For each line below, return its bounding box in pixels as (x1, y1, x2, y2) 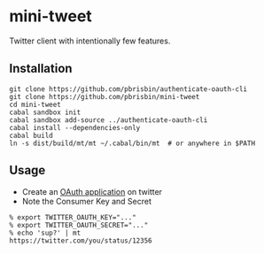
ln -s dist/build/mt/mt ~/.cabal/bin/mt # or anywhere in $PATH (9, 139, 255, 148)
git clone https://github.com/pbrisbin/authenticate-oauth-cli (9, 84, 248, 94)
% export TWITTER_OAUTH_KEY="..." (9, 212, 137, 222)
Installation (9, 61, 73, 76)
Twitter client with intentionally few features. (9, 35, 171, 46)
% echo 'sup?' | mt (9, 228, 82, 237)
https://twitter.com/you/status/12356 (9, 236, 152, 245)
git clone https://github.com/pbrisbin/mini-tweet (9, 92, 200, 101)
